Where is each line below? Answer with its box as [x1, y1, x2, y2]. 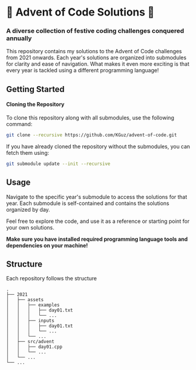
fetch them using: [6, 149, 49, 156]
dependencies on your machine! [6, 241, 88, 249]
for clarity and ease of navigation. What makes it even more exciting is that [6, 60, 189, 68]
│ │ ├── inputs [6, 318, 55, 324]
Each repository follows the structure [6, 275, 97, 282]
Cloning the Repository [6, 101, 64, 108]
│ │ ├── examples [6, 302, 60, 308]
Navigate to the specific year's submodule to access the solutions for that [6, 193, 188, 200]
